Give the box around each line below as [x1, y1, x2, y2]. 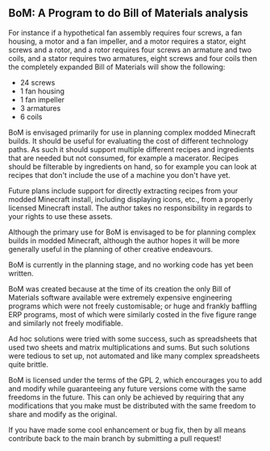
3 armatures [19, 103, 61, 113]
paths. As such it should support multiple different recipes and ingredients [8, 144, 255, 154]
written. [8, 268, 34, 278]
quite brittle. [8, 359, 48, 369]
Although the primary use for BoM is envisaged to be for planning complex [8, 227, 256, 237]
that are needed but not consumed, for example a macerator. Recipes [8, 153, 239, 163]
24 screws [19, 77, 56, 87]
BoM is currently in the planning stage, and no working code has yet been [8, 259, 254, 269]
